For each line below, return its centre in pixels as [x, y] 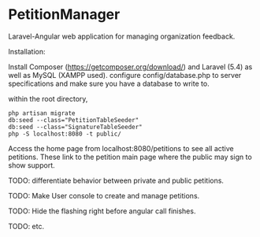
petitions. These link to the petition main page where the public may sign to [130, 157]
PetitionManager [64, 15]
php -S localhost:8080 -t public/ [65, 134]
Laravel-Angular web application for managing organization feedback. [122, 36]
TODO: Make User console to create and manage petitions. [104, 195]
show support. [32, 165]
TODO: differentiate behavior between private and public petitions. [116, 180]
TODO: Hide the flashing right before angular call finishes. [102, 211]
